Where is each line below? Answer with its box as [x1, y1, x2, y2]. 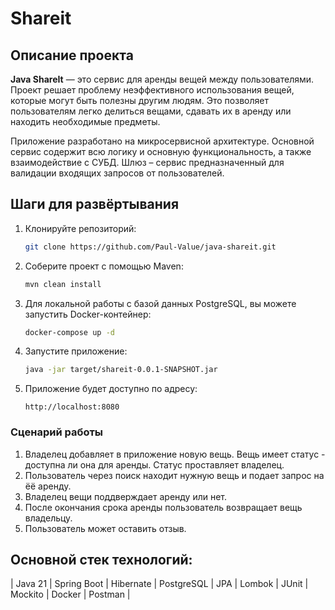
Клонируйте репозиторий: [24, 222, 137, 234]
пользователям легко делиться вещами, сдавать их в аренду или [10, 105, 292, 117]
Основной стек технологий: [10, 552, 193, 568]
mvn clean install [24, 279, 102, 289]
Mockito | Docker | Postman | [10, 588, 131, 601]
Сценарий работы [10, 425, 104, 439]
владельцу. [24, 512, 73, 524]
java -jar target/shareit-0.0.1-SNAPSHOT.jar [24, 365, 218, 375]
